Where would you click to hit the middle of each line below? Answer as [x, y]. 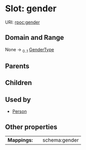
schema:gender [61, 140]
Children [18, 83]
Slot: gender [31, 9]
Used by [18, 100]
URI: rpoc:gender [23, 22]
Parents [17, 66]
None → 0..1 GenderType [29, 50]
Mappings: [20, 140]
